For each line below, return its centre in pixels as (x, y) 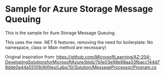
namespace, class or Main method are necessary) (56, 47)
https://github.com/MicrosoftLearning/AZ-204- (104, 56)
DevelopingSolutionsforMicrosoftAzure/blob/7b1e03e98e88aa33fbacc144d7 (82, 62)
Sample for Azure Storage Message (79, 9)
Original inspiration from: (30, 56)
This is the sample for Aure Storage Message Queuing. (61, 33)
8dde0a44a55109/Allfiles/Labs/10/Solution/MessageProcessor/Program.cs (81, 67)
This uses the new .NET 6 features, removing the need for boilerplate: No (79, 42)
